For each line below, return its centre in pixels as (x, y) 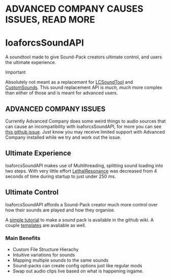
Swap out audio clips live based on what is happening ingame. (78, 271)
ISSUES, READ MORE (50, 20)
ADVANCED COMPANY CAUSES (74, 9)
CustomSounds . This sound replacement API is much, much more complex (84, 87)
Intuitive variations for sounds (44, 255)
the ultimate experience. (31, 63)
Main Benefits (23, 238)
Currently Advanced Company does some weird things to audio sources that (85, 121)
